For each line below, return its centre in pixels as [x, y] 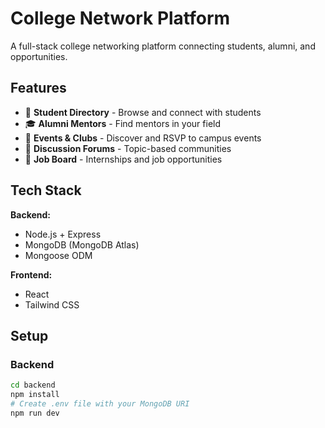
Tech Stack [46, 190]
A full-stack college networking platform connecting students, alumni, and [163, 46]
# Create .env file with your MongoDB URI [100, 404]
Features [38, 88]
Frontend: [31, 274]
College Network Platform [120, 18]
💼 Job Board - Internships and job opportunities [123, 159]
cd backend [33, 385]
